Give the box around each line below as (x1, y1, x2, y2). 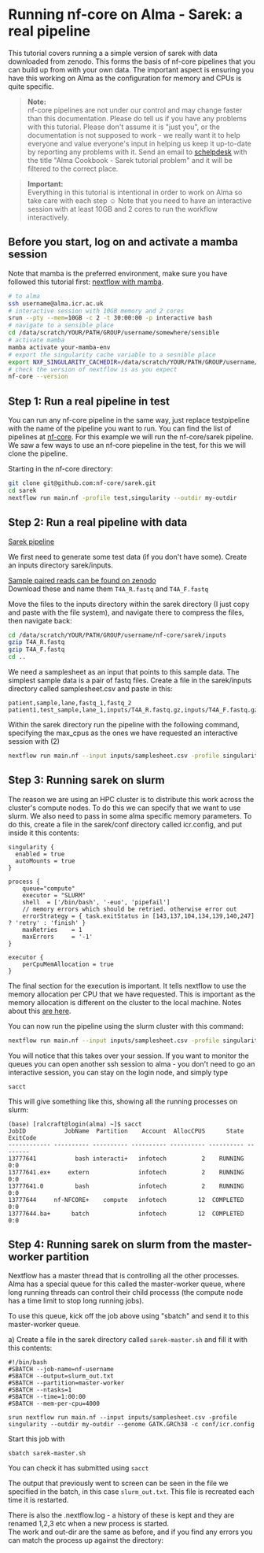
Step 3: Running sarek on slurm (8, 774, 165, 787)
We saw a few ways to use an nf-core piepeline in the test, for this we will (8, 441, 246, 450)
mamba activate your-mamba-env (8, 343, 111, 351)
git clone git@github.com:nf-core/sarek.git (8, 479, 156, 487)
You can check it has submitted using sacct (8, 1463, 149, 1473)
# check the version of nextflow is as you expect (8, 365, 178, 373)
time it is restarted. (8, 1496, 69, 1505)
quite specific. (8, 81, 54, 91)
